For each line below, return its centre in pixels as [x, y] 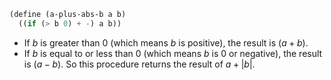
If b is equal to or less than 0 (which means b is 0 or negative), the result [173, 53]
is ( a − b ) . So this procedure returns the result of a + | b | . [139, 64]
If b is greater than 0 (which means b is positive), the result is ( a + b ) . [166, 42]
